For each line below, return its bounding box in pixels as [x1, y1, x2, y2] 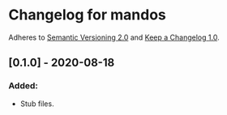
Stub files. [19, 99, 54, 109]
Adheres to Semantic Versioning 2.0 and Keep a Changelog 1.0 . [8, 32, 221, 42]
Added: [8, 80, 38, 92]
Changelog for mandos [8, 6, 166, 24]
